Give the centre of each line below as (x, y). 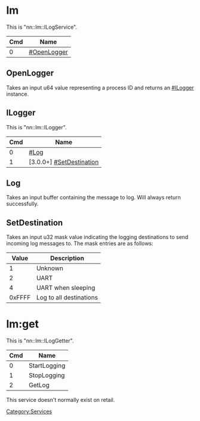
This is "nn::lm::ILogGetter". (40, 341)
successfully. (22, 204)
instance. (18, 94)
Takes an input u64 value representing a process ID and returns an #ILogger (100, 87)
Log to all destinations (67, 298)
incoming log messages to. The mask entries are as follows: (80, 244)
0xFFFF (20, 298)
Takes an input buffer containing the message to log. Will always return (93, 198)
